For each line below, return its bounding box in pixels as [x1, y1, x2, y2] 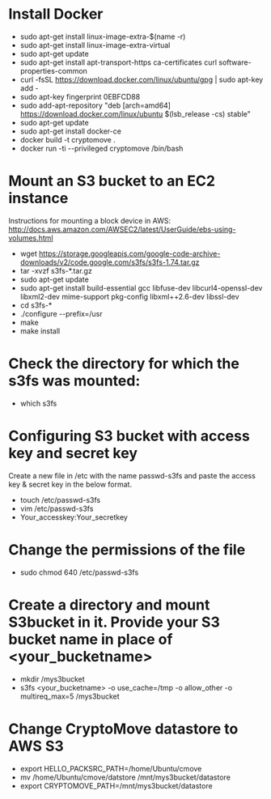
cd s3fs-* [19, 300, 53, 310]
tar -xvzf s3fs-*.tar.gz [19, 266, 93, 275]
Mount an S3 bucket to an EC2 [8, 172, 216, 190]
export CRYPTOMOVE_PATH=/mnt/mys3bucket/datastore [19, 780, 213, 790]
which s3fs [19, 398, 57, 408]
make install [19, 325, 61, 336]
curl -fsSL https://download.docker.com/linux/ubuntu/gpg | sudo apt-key [19, 74, 264, 84]
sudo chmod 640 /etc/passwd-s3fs [19, 567, 139, 577]
